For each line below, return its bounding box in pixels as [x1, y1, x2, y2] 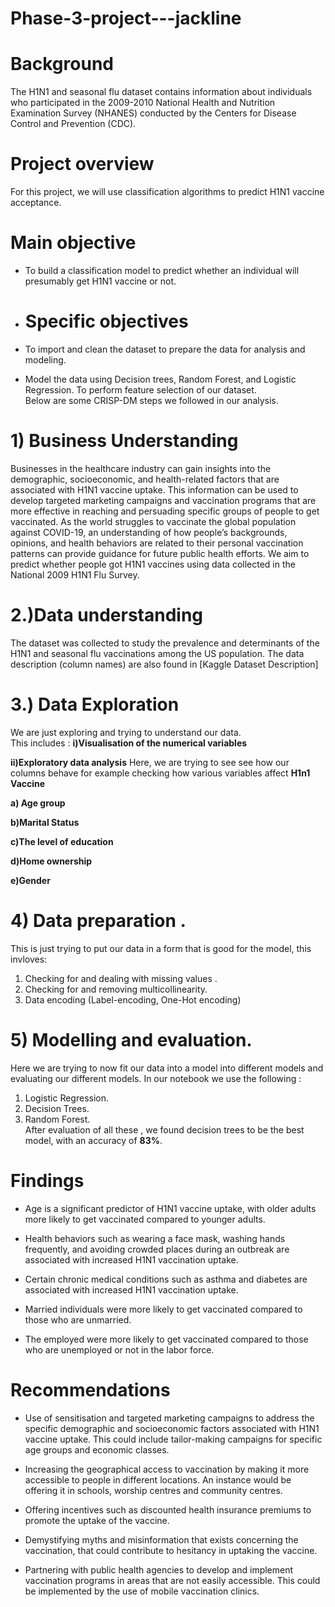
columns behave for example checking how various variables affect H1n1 [10, 767, 311, 779]
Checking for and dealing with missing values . [24, 972, 218, 984]
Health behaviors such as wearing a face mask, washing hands [24, 1232, 286, 1244]
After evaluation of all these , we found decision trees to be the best [24, 1123, 305, 1136]
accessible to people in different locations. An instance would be [24, 1473, 292, 1486]
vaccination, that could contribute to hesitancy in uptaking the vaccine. [24, 1544, 318, 1556]
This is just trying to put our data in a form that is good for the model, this [10, 942, 312, 954]
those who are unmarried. [24, 1313, 132, 1326]
